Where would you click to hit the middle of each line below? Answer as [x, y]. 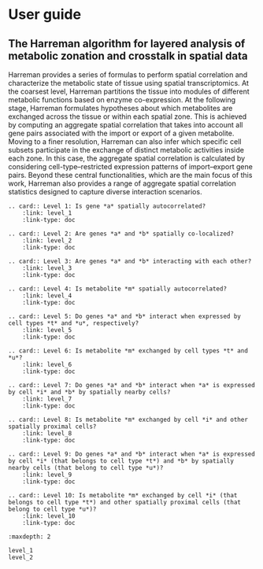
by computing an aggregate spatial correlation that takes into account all [126, 125]
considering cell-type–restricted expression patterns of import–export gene [131, 166]
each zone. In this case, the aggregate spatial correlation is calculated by [127, 158]
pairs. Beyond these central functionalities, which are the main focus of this [130, 175]
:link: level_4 [47, 296]
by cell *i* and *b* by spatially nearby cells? [89, 392]
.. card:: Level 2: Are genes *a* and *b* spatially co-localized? [121, 234]
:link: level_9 [47, 475]
